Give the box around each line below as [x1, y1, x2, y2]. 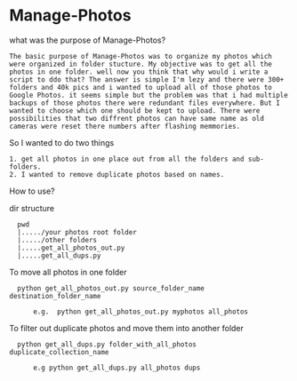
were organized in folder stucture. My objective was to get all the [9, 60, 273, 68]
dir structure [9, 202, 55, 213]
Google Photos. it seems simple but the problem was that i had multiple [9, 91, 289, 99]
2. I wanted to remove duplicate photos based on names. [9, 170, 225, 179]
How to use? [9, 186, 55, 196]
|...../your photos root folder [17, 227, 138, 236]
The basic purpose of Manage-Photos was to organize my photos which [9, 52, 273, 60]
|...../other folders [17, 235, 98, 244]
